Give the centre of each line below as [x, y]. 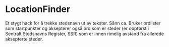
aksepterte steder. [24, 39]
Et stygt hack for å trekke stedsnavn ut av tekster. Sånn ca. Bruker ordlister [83, 23]
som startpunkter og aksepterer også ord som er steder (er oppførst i [77, 28]
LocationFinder [38, 9]
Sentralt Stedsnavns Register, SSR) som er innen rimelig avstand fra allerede [84, 33]
